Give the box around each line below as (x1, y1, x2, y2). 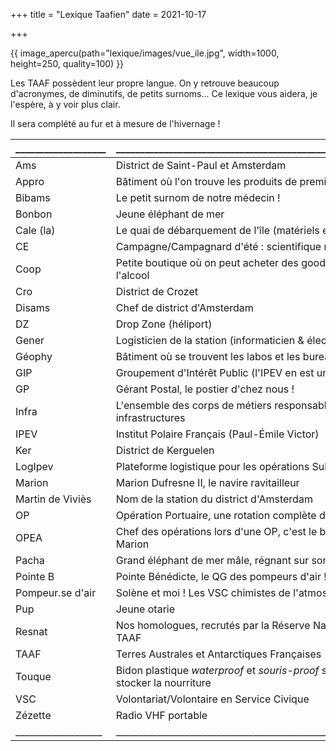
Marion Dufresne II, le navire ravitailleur (115, 476, 300, 489)
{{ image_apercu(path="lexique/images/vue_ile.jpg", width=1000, (10, 47, 280, 59)
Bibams (15, 191, 51, 204)
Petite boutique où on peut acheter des (115, 256, 299, 269)
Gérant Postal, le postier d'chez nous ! (115, 382, 295, 396)
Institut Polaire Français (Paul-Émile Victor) (115, 427, 320, 441)
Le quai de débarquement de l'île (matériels (115, 224, 320, 237)
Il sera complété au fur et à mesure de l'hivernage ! (10, 118, 221, 129)
